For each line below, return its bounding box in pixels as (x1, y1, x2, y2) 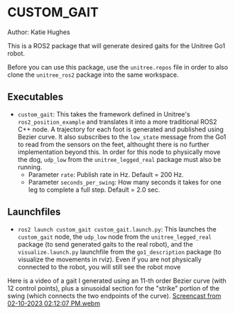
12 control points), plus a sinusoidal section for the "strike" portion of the (7, 283, 220, 292)
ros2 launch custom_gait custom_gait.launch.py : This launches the (17, 224, 217, 233)
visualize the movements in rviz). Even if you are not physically (17, 255, 202, 264)
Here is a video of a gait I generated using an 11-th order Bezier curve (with (7, 276, 227, 285)
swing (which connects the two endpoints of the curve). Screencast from (7, 291, 222, 300)
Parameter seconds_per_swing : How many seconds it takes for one (28, 178, 222, 186)
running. (17, 163, 43, 171)
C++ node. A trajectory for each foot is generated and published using (17, 125, 224, 134)
